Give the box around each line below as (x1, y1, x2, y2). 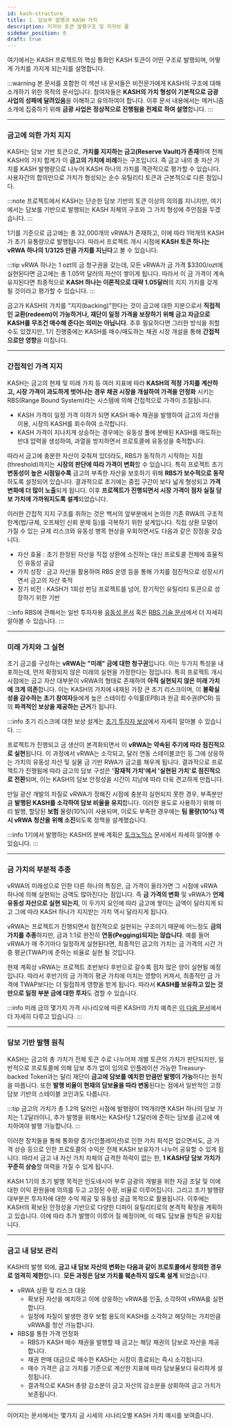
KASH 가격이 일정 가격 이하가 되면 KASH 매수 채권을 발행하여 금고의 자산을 (17, 410, 220, 419)
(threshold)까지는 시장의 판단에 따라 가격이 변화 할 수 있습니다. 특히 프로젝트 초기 (7, 460, 223, 468)
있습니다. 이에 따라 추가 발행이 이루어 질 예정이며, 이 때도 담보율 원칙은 (14, 1211, 204, 1220)
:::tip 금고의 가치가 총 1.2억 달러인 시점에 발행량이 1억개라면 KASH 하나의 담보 (7, 1104, 216, 1112)
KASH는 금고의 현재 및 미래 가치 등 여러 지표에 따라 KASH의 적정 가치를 (7, 379, 200, 387)
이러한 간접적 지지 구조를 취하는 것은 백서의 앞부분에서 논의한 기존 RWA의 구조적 (7, 509, 224, 518)
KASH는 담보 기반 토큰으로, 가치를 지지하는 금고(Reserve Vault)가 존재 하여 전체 (7, 147, 223, 156)
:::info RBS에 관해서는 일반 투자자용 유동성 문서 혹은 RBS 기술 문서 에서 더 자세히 (7, 608, 223, 616)
